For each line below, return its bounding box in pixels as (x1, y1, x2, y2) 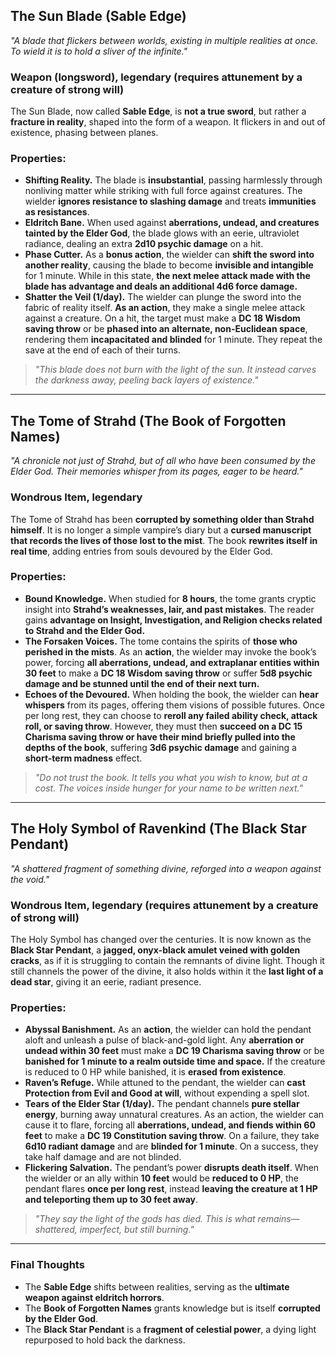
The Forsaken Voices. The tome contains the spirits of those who (24, 635, 298, 647)
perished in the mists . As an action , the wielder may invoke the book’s (24, 645, 317, 658)
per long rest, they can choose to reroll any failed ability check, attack (24, 709, 318, 721)
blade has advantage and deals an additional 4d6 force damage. (24, 280, 298, 293)
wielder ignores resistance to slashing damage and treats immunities (24, 195, 317, 208)
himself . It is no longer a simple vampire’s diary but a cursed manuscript (10, 524, 312, 536)
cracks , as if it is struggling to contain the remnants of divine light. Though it (10, 954, 325, 966)
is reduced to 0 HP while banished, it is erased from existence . (24, 1066, 287, 1078)
